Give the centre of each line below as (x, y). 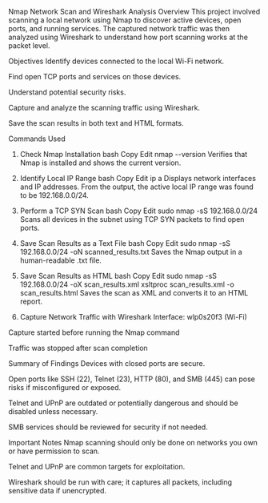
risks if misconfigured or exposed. (65, 387)
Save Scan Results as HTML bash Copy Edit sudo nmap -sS (118, 276)
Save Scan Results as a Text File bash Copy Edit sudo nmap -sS (125, 243)
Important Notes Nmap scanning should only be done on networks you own (133, 443)
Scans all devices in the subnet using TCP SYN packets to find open (132, 219)
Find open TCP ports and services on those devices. (95, 76)
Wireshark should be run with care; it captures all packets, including (120, 482)
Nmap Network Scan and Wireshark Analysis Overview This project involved (134, 12)
